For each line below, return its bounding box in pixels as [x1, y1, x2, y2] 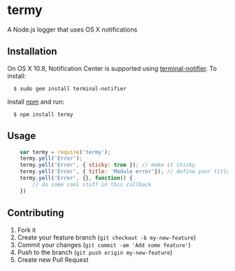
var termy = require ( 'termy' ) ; [20, 148, 111, 155]
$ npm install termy [13, 111, 73, 118]
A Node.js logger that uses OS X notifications [7, 25, 138, 34]
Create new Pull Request [17, 255, 89, 264]
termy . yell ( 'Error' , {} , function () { [20, 174, 133, 182]
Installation [7, 46, 57, 57]
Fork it [17, 225, 36, 234]
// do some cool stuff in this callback [32, 181, 152, 188]
